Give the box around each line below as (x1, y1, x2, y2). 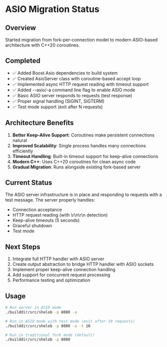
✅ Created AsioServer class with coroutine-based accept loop (12, 75, 141, 81)
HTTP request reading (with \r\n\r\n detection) (12, 212, 108, 218)
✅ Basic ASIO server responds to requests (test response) (12, 92, 132, 98)
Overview (5, 24, 36, 32)
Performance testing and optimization (12, 277, 90, 283)
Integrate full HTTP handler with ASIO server (12, 256, 104, 262)
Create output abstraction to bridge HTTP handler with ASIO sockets (12, 261, 154, 267)
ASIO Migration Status (5, 4, 99, 15)
